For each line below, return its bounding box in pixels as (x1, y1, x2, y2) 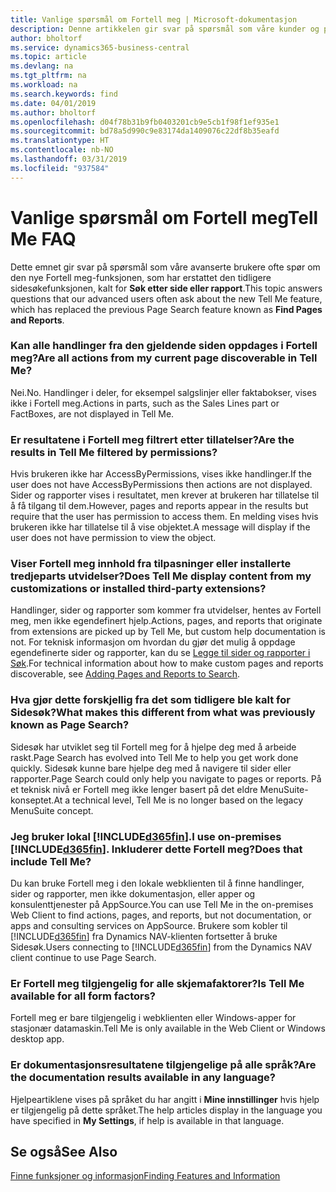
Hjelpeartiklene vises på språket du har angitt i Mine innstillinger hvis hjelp (10, 1093, 320, 1105)
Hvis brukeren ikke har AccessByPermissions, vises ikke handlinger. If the (10, 468, 312, 480)
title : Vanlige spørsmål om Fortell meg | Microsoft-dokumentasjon (10, 14, 298, 25)
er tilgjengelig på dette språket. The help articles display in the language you (10, 1104, 323, 1116)
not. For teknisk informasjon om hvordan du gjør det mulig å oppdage (10, 636, 296, 648)
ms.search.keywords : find (10, 89, 118, 99)
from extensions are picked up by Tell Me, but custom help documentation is (10, 626, 326, 638)
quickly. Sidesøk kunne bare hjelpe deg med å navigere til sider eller (10, 762, 292, 774)
